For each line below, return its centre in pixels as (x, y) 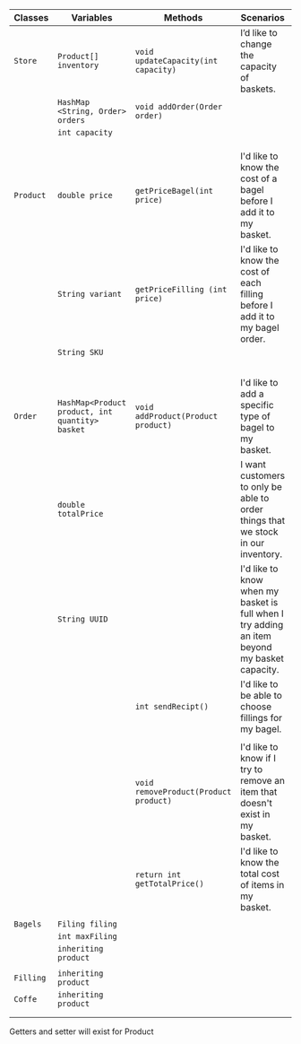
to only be (261, 487)
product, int (85, 412)
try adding (262, 625)
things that (263, 521)
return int (158, 875)
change (256, 44)
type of (255, 416)
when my (260, 591)
